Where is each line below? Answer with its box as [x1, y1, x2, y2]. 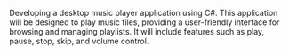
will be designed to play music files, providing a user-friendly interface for [9, 17, 280, 27]
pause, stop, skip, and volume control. [9, 35, 149, 46]
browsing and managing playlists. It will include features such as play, [9, 27, 265, 36]
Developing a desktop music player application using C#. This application [9, 8, 278, 18]
